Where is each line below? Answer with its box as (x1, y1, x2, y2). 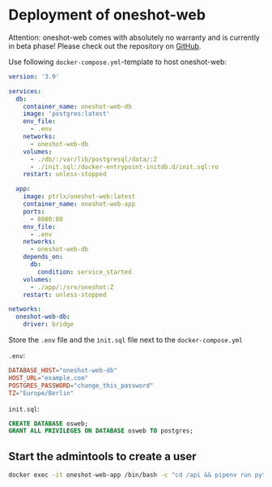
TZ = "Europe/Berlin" (8, 389, 74, 397)
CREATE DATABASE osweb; (8, 420, 89, 428)
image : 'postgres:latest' (23, 110, 111, 119)
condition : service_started (37, 268, 132, 276)
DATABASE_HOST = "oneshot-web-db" (8, 367, 117, 375)
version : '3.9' (8, 72, 60, 80)
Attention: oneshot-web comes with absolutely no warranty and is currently (8, 32, 261, 42)
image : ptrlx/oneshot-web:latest (23, 192, 136, 200)
